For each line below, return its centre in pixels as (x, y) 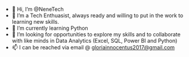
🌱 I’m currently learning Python (50, 28)
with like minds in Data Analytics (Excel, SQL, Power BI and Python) (94, 41)
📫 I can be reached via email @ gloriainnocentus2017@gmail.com (93, 47)
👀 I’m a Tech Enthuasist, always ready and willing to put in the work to (97, 15)
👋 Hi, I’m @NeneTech (38, 9)
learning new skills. (35, 22)
